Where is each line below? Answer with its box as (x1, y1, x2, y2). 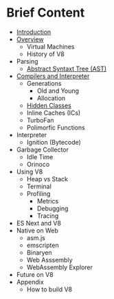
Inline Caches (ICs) (26, 109, 81, 117)
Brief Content (6, 5, 85, 21)
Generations (26, 79, 62, 87)
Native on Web (16, 226, 59, 235)
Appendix (16, 278, 44, 286)
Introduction (16, 28, 52, 36)
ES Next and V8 (16, 219, 61, 227)
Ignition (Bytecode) (26, 138, 82, 146)
